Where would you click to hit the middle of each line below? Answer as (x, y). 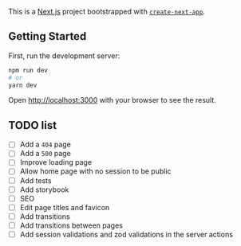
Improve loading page (56, 162)
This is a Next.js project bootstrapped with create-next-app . (107, 12)
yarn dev (23, 85)
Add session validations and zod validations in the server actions (126, 234)
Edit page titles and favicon (65, 207)
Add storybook (44, 189)
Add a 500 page (45, 154)
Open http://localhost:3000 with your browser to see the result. (113, 100)
